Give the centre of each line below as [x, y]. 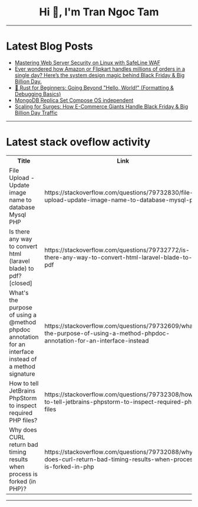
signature [22, 374]
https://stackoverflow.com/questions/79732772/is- [117, 250]
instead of [23, 359]
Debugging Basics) [38, 94]
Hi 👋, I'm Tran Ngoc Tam [99, 12]
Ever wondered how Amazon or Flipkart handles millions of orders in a [100, 69]
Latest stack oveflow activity [78, 142]
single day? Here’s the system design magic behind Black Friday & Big [100, 75]
